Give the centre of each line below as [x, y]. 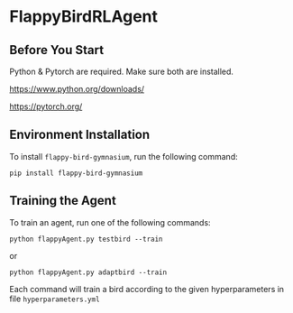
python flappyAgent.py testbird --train [87, 239]
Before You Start [57, 50]
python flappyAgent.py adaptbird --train [88, 272]
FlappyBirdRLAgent [84, 17]
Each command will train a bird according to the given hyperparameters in [147, 289]
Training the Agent [63, 201]
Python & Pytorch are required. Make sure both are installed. [122, 71]
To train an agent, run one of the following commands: [110, 222]
